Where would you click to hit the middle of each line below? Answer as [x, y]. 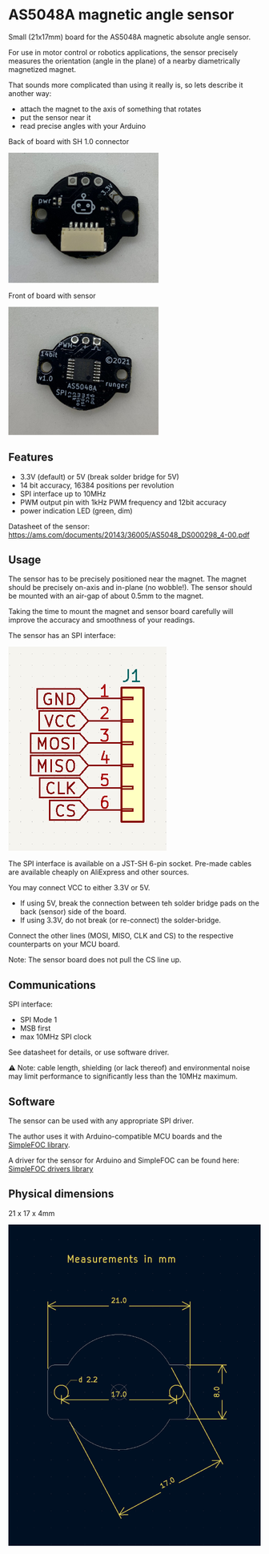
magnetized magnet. [42, 69]
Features [31, 458]
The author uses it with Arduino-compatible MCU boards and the [115, 1136]
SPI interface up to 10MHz [63, 493]
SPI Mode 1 [38, 1020]
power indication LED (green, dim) [76, 511]
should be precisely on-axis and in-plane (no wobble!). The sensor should [130, 588]
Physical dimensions [61, 1194]
